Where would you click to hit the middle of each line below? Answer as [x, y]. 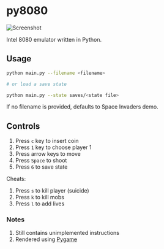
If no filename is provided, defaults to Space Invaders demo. [82, 107]
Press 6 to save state [41, 167]
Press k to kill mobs [39, 197]
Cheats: [16, 179]
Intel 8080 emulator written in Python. [54, 39]
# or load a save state [37, 84]
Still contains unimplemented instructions [67, 233]
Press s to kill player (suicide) [52, 191]
